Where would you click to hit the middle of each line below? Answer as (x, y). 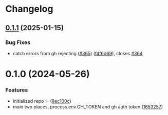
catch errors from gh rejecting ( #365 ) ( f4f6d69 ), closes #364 (78, 53)
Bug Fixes (18, 42)
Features (17, 90)
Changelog (29, 9)
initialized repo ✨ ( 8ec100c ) (42, 101)
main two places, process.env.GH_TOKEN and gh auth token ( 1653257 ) (88, 107)
